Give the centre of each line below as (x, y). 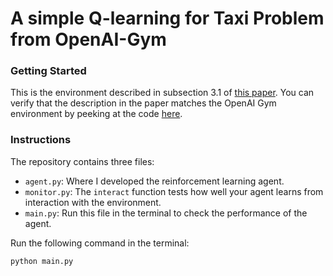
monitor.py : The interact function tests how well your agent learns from (174, 191)
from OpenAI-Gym (88, 39)
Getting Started (48, 71)
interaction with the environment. (93, 202)
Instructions (41, 140)
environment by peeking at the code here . (96, 114)
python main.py (42, 261)
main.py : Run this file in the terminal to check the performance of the (166, 213)
